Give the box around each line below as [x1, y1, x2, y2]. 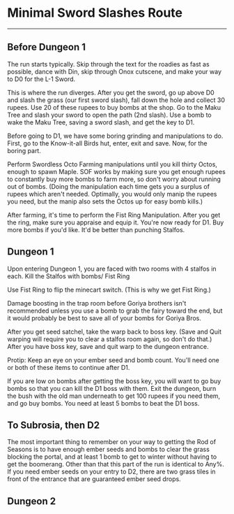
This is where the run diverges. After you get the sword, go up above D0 [7, 88, 214, 97]
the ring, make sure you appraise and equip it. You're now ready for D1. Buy [7, 218, 224, 227]
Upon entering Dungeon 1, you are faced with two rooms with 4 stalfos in [7, 264, 217, 273]
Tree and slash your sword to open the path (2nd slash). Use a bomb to [7, 110, 212, 119]
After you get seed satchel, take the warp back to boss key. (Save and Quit [7, 327, 221, 336]
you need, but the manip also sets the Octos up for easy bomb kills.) [7, 197, 203, 206]
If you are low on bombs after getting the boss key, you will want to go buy [7, 376, 221, 385]
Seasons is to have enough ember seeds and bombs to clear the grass [7, 445, 210, 454]
